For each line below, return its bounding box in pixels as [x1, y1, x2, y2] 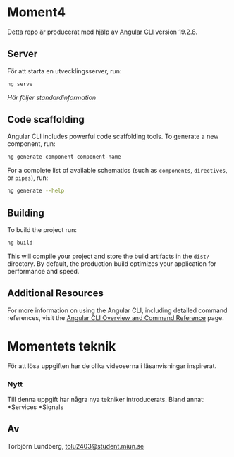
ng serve [7, 80, 33, 87]
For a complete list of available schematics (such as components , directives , [7, 166, 228, 175]
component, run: [7, 140, 56, 148]
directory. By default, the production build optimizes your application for [7, 259, 217, 268]
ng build [7, 239, 33, 246]
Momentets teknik [7, 338, 116, 354]
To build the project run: [7, 226, 78, 233]
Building [7, 207, 44, 219]
